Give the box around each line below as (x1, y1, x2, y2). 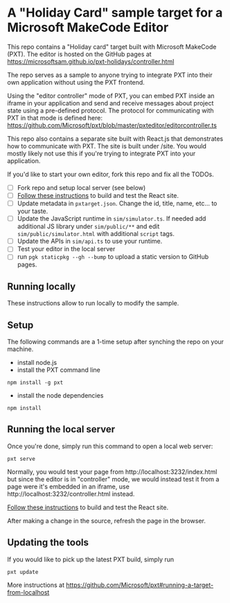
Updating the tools (7, 536, 89, 549)
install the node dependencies (17, 391, 104, 400)
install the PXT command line (17, 366, 100, 374)
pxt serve (7, 455, 36, 462)
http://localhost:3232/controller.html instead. (7, 489, 135, 498)
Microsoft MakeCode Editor (7, 19, 169, 35)
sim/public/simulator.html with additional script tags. (17, 230, 175, 238)
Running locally (7, 280, 76, 292)
